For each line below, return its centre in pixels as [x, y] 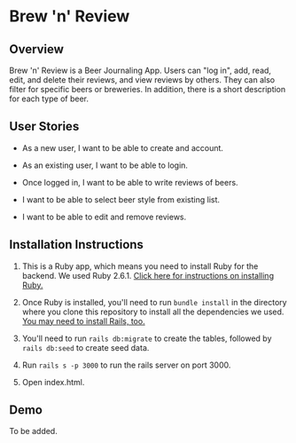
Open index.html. [53, 382]
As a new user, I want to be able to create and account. [123, 147]
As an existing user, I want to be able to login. [105, 165]
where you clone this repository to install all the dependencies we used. [153, 312]
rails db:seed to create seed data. [86, 347]
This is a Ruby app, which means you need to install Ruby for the [140, 266]
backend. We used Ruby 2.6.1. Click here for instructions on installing [148, 275]
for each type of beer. [49, 99]
